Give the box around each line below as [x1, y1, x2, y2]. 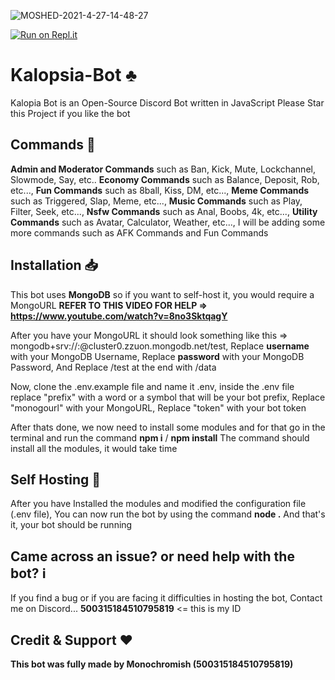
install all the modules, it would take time [10, 442, 178, 454]
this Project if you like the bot [10, 107, 131, 119]
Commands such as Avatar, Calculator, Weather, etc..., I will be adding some [10, 216, 326, 228]
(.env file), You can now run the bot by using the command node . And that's [10, 508, 326, 520]
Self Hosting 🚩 [10, 471, 102, 488]
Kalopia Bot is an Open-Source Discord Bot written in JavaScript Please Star [10, 96, 325, 109]
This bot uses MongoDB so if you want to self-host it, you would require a [10, 288, 315, 300]
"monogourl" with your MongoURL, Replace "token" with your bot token [10, 401, 307, 414]
